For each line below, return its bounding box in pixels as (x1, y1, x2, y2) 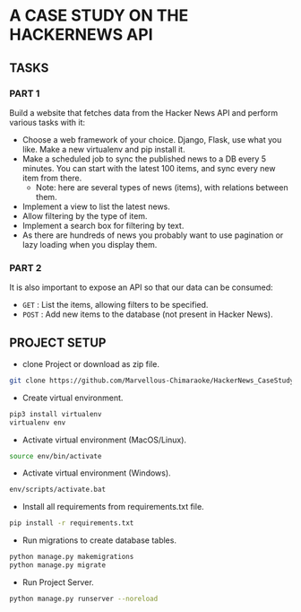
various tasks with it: (9, 117, 86, 127)
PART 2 (9, 261, 42, 274)
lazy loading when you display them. (21, 239, 158, 249)
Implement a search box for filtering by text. (21, 220, 185, 231)
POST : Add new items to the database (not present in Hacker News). (21, 309, 273, 319)
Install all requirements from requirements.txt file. (21, 502, 204, 512)
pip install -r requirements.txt (9, 519, 134, 528)
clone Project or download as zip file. (21, 358, 159, 369)
